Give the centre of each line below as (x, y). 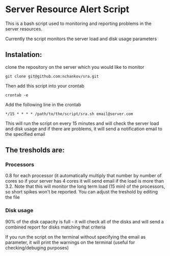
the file (13, 197)
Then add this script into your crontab (45, 86)
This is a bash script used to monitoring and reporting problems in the (78, 23)
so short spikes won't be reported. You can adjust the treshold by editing (82, 192)
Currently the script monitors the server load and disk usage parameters (81, 39)
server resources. (24, 29)
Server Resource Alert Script (67, 9)
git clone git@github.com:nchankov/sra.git (52, 76)
